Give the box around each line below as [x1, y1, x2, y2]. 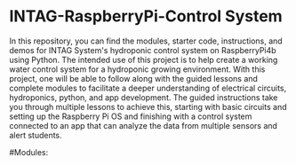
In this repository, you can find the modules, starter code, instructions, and [9, 35, 283, 46]
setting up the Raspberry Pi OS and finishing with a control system [9, 111, 252, 122]
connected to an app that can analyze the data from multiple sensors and [9, 120, 278, 130]
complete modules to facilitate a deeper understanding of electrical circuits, [9, 82, 287, 93]
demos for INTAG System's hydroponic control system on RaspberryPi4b [9, 44, 277, 55]
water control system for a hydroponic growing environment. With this [9, 64, 266, 75]
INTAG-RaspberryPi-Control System [9, 6, 283, 27]
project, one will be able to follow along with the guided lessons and [9, 73, 258, 83]
